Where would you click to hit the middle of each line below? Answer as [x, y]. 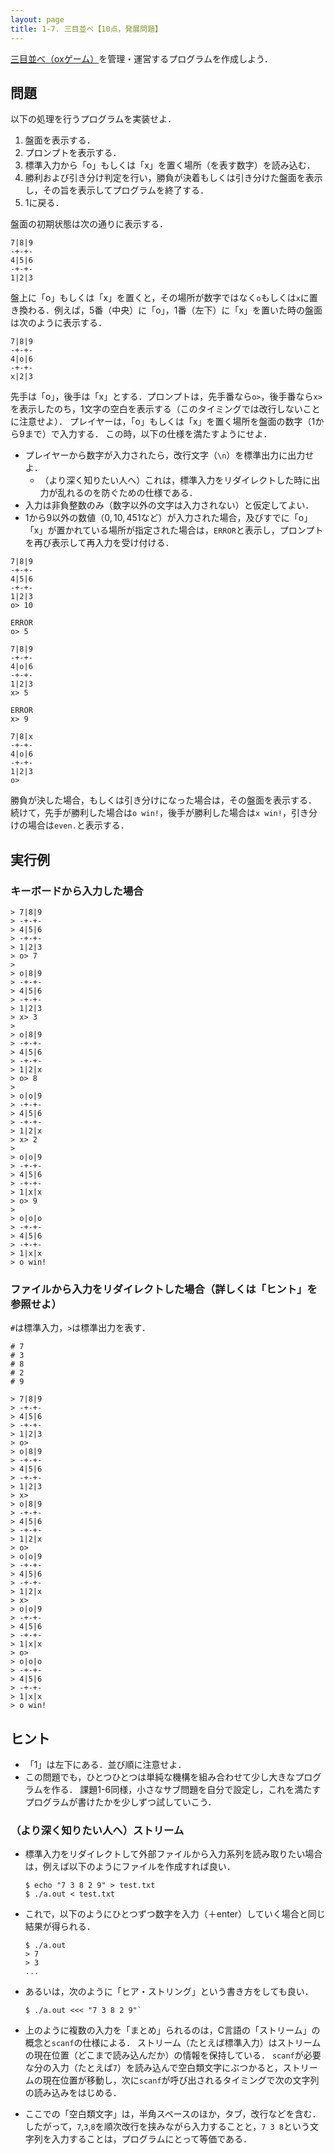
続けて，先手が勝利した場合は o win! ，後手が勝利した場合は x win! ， [151, 813]
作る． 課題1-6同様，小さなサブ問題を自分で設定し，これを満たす [186, 1790]
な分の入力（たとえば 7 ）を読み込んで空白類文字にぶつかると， [153, 2068]
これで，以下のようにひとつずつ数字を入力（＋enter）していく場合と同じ [175, 1914]
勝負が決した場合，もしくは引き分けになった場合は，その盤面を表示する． [163, 800]
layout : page [37, 19]
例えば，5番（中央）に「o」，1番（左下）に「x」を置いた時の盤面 [188, 310]
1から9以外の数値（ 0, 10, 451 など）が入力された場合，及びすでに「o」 [168, 518]
